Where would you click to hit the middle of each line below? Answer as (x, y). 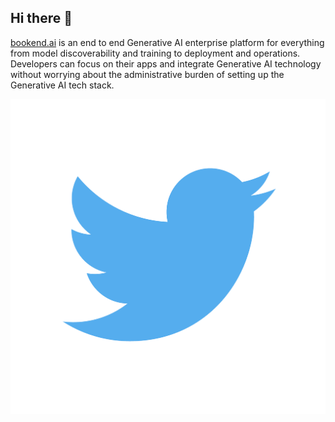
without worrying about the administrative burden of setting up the (147, 74)
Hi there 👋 (41, 18)
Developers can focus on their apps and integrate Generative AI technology (166, 63)
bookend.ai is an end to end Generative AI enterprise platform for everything (167, 42)
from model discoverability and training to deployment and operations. (155, 53)
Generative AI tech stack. (62, 85)
